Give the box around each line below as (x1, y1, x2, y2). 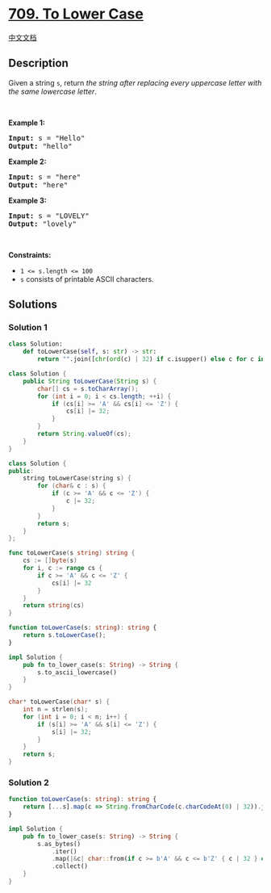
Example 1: (8, 118, 46, 128)
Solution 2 (8, 777, 50, 788)
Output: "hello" (8, 141, 73, 150)
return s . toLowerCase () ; (23, 631, 106, 639)
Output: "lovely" (8, 219, 77, 228)
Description (8, 57, 69, 70)
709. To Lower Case (8, 5, 144, 23)
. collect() (51, 862, 89, 870)
